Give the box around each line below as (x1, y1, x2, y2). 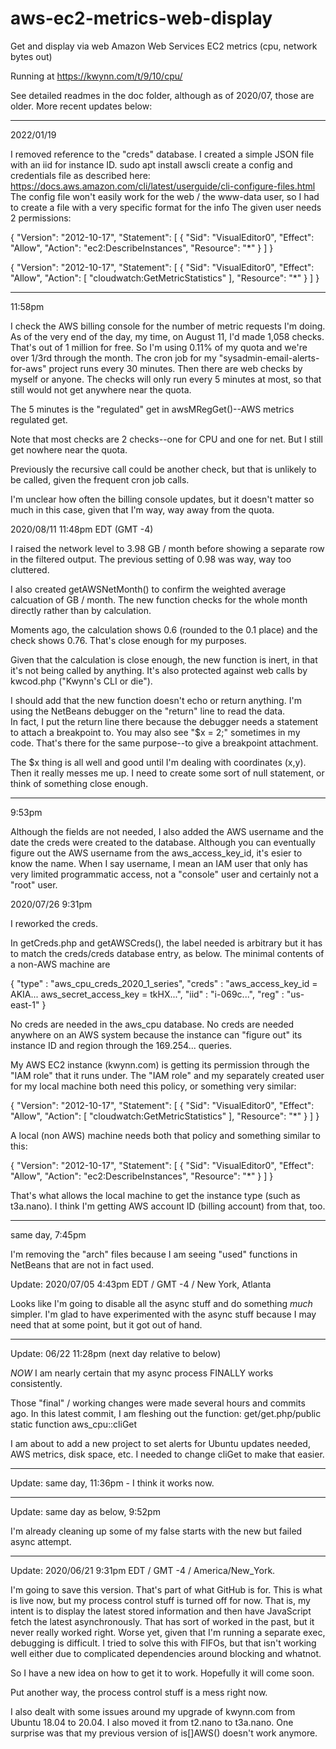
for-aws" (10, 362, 47, 374)
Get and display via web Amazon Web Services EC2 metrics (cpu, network (10, 40, 318, 52)
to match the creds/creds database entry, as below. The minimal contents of (10, 947, 325, 959)
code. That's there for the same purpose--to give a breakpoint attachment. (10, 737, 319, 749)
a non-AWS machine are (10, 958, 111, 970)
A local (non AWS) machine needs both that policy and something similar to (10, 1129, 321, 1141)
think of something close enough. (10, 777, 149, 789)
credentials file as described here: (10, 169, 151, 181)
